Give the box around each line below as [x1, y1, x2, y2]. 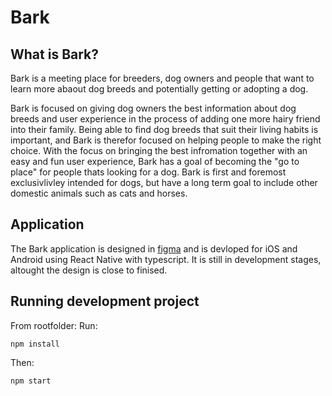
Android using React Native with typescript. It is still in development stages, [10, 253, 322, 265]
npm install [10, 339, 60, 349]
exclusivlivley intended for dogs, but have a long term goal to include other [10, 177, 318, 188]
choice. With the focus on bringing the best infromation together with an [10, 145, 308, 156]
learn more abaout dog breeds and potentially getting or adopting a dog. [10, 83, 309, 95]
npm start [10, 376, 52, 386]
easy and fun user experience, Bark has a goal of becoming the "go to [10, 156, 300, 167]
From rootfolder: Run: [10, 319, 98, 331]
